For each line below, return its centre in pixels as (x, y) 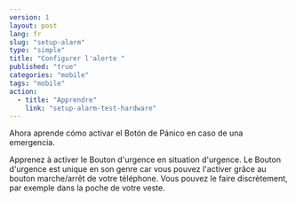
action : (24, 91)
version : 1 (29, 17)
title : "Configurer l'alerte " (67, 58)
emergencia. (32, 143)
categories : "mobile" (49, 75)
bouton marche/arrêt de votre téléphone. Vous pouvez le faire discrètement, (148, 179)
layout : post (33, 26)
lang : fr (25, 34)
